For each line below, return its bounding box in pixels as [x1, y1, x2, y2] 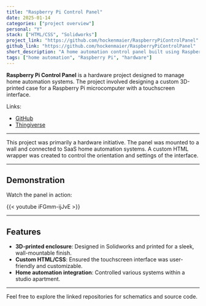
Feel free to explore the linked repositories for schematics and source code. [6, 293, 198, 300]
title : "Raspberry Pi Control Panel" [6, 9, 103, 15]
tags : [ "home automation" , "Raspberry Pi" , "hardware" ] [6, 54, 152, 61]
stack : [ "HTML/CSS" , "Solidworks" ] [6, 32, 97, 38]
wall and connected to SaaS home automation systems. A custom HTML [6, 145, 189, 152]
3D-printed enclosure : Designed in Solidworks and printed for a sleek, [15, 243, 194, 250]
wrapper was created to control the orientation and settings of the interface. [6, 151, 199, 159]
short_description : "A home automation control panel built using [6, 49, 180, 55]
